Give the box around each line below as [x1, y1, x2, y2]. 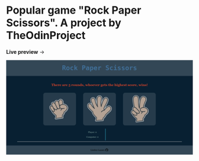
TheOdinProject [6, 29, 86, 42]
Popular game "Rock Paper [6, 4, 142, 17]
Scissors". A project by [6, 16, 121, 30]
